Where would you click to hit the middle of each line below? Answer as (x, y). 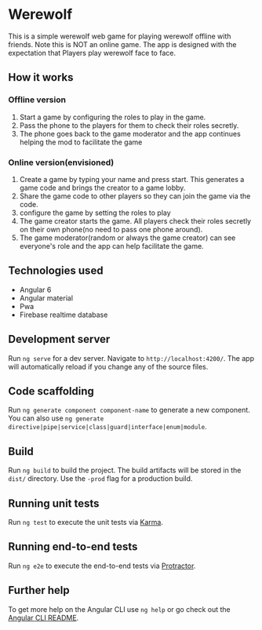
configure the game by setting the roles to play (95, 213)
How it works (41, 77)
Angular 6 (35, 290)
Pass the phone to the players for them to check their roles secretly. (129, 125)
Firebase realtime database (64, 315)
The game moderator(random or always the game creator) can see (127, 238)
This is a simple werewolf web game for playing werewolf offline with (120, 36)
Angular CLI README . (44, 617)
